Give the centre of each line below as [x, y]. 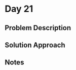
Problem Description [38, 28]
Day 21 [19, 9]
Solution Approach [35, 45]
